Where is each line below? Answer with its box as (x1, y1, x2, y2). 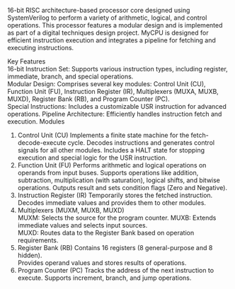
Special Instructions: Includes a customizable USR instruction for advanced (7, 102, 227, 110)
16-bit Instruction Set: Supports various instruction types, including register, (7, 65, 228, 73)
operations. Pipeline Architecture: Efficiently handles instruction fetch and (7, 110, 222, 118)
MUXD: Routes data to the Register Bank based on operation (17, 229, 195, 237)
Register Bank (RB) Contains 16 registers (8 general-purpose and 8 (17, 244, 213, 252)
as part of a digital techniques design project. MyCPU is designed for (7, 28, 209, 37)
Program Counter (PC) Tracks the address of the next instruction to (17, 266, 214, 274)
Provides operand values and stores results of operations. (17, 259, 187, 267)
